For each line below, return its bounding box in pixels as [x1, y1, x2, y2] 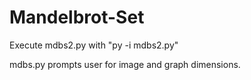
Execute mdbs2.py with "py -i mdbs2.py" [9, 39, 179, 51]
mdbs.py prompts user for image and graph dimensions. [9, 58, 241, 70]
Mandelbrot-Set [9, 6, 145, 29]
